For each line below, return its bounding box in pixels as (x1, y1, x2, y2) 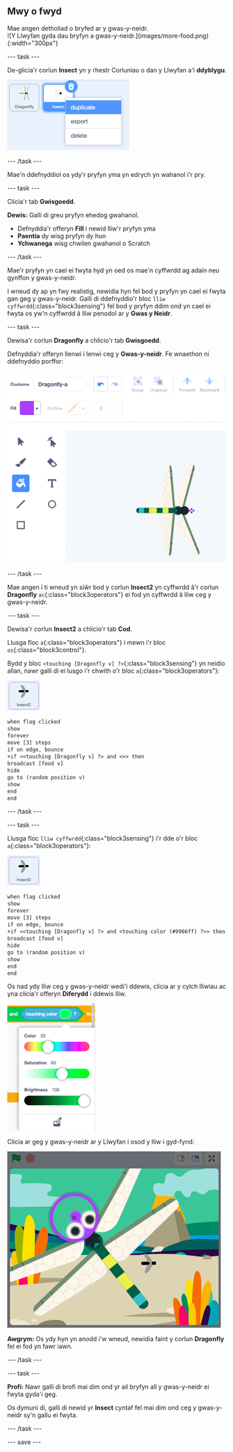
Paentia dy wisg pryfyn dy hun (17, 231, 106, 240)
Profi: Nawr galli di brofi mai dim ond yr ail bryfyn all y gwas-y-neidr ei (7, 1382, 210, 1391)
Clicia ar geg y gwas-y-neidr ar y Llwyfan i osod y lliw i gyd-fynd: (7, 1137, 195, 1146)
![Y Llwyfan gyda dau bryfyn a (7, 31, 94, 40)
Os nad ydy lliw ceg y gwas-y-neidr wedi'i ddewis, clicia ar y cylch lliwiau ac (7, 982, 227, 990)
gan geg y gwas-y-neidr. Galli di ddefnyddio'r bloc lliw (7, 294, 166, 302)
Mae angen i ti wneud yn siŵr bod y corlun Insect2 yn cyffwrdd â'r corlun (7, 583, 219, 591)
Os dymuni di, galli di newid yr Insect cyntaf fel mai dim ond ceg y (7, 1403, 197, 1412)
